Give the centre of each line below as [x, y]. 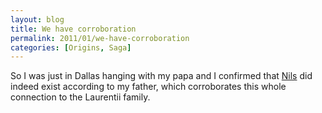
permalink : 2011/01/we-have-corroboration [100, 38]
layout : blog [37, 19]
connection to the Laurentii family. [80, 97]
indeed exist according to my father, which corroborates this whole [148, 87]
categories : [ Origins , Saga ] [71, 47]
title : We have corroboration [73, 29]
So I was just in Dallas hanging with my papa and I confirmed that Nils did [161, 76]
